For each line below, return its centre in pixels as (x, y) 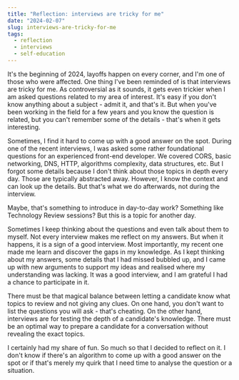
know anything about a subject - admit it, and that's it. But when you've (112, 104)
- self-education (40, 54)
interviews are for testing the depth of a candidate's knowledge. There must (119, 319)
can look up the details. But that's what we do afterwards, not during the (113, 186)
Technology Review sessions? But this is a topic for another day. (102, 215)
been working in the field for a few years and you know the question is (111, 112)
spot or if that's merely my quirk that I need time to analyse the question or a (120, 363)
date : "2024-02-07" (36, 21)
